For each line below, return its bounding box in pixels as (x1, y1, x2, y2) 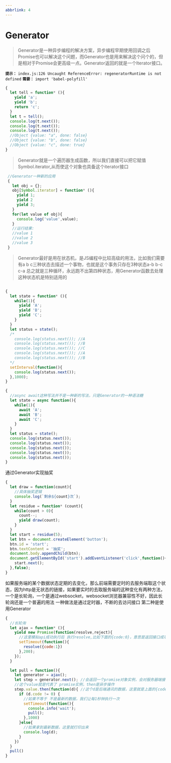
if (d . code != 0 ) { (18, 691, 60, 697)
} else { (18, 720, 33, 725)
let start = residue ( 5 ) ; (10, 532, 63, 537)
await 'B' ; (18, 412, 42, 417)
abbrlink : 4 (5, 7, 31, 13)
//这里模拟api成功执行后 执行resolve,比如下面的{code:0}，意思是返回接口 (18, 635, 160, 640)
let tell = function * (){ (10, 90, 65, 95)
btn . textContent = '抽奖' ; (10, 546, 66, 551)
